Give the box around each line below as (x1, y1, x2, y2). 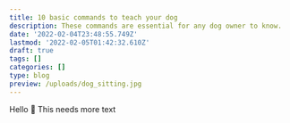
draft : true (9, 46, 54, 55)
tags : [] (9, 54, 42, 63)
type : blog (9, 71, 50, 80)
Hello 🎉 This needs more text (9, 103, 116, 114)
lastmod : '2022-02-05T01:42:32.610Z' (9, 37, 150, 47)
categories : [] (9, 63, 66, 72)
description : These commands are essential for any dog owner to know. (9, 21, 282, 30)
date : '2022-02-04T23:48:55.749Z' (9, 29, 139, 38)
